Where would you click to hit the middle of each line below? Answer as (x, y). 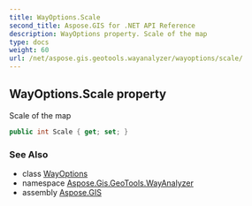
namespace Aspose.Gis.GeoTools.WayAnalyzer (108, 183)
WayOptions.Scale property (88, 94)
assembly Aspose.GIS (61, 192)
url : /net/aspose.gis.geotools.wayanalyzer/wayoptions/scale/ (126, 58)
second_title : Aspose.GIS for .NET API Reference (103, 26)
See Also (29, 154)
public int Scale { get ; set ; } (69, 132)
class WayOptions (55, 173)
